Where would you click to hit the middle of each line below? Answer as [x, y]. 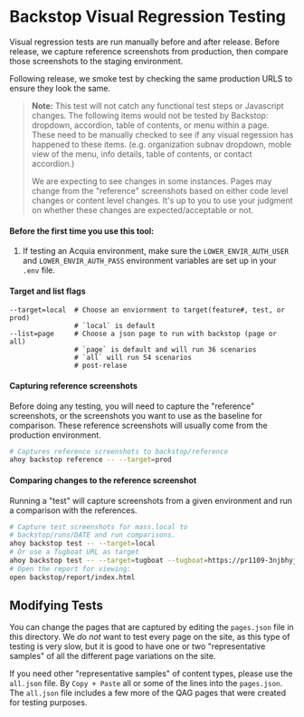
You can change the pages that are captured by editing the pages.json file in [152, 627]
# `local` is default [114, 326]
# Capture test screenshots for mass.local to [99, 527]
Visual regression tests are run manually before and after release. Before [145, 42]
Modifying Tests [57, 606]
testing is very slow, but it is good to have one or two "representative [138, 646]
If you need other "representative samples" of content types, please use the [151, 673]
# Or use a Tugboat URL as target [75, 552]
